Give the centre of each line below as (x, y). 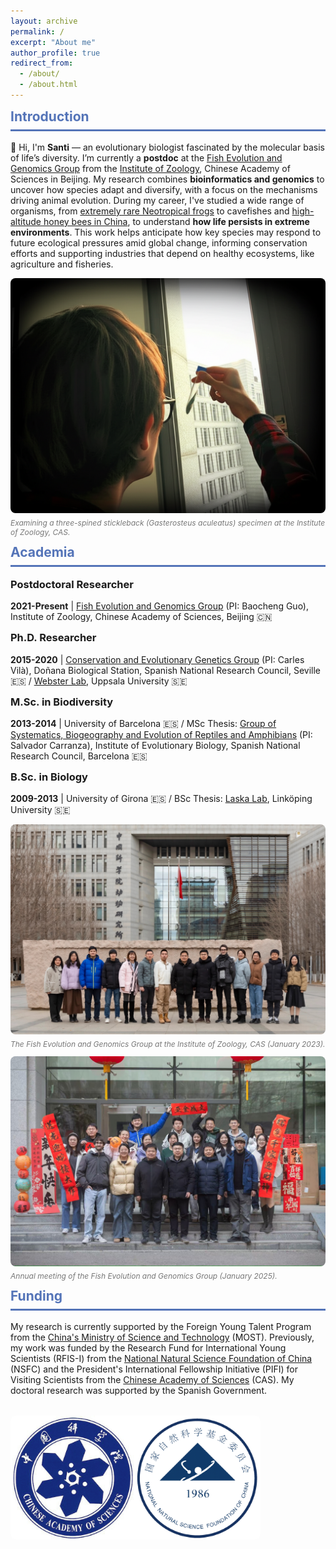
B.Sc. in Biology (49, 777)
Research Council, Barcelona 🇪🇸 (79, 756)
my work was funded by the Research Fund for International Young (148, 1348)
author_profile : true (55, 53)
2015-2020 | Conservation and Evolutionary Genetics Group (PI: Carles (157, 659)
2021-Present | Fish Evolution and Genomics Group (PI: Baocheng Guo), (160, 606)
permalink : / (37, 31)
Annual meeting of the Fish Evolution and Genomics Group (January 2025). (144, 1275)
